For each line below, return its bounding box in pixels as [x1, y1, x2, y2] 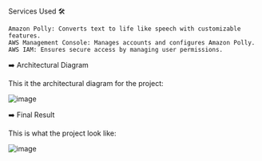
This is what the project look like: [8, 128, 117, 138]
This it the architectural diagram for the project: [8, 79, 164, 88]
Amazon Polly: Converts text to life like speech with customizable [8, 25, 241, 33]
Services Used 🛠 [8, 6, 65, 16]
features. [8, 32, 42, 40]
